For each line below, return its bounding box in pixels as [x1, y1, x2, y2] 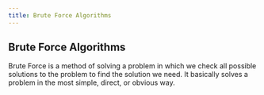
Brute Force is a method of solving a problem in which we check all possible [8, 61, 257, 71]
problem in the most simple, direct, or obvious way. [8, 78, 176, 87]
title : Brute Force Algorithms [8, 11, 112, 20]
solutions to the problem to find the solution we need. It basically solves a [8, 70, 248, 79]
